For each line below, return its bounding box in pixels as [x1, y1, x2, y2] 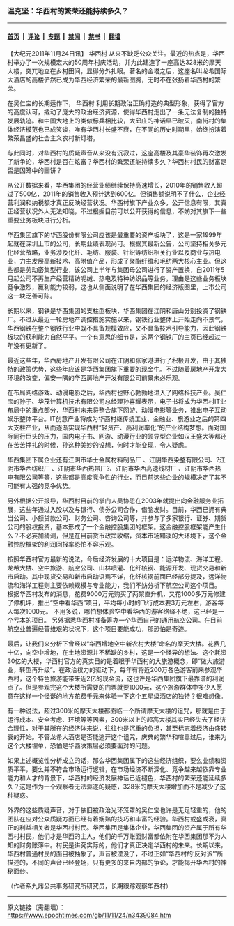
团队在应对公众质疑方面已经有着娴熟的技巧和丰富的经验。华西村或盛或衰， [7, 814, 221, 823]
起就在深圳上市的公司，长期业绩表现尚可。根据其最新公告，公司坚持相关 [7, 239, 214, 248]
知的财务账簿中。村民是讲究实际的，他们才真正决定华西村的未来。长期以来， [7, 840, 227, 849]
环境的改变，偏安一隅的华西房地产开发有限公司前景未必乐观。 [7, 373, 185, 381]
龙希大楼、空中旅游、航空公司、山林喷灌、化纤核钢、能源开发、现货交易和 [7, 563, 221, 572]
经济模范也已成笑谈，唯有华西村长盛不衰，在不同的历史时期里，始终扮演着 [13, 125, 227, 133]
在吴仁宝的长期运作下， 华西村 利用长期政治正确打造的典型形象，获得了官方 [7, 99, 224, 107]
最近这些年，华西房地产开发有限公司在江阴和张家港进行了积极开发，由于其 [7, 356, 221, 364]
